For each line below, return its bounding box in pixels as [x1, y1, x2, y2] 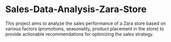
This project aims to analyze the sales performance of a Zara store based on [5, 20, 166, 26]
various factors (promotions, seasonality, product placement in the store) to [5, 25, 164, 31]
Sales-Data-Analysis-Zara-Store [5, 4, 147, 15]
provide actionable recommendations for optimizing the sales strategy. [5, 31, 154, 37]
